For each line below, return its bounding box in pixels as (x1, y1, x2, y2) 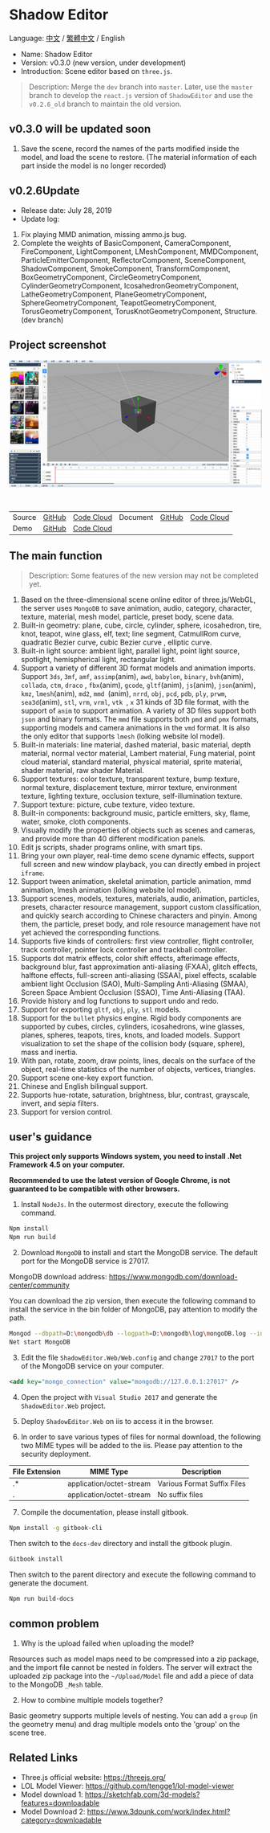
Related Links (9, 1751, 79, 1765)
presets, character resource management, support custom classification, (20, 902, 262, 911)
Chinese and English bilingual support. (20, 1081, 148, 1090)
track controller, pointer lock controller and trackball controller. (20, 944, 228, 954)
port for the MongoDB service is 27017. (20, 1256, 150, 1266)
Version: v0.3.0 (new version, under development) (20, 58, 187, 68)
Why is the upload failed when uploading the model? (20, 1638, 195, 1648)
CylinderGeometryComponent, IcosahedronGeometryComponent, (20, 280, 240, 290)
